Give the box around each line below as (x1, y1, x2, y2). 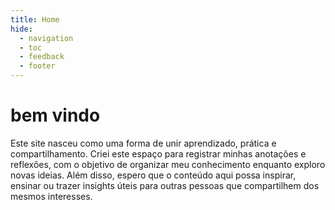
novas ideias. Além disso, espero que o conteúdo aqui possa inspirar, (10, 169, 297, 181)
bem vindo (10, 104, 101, 127)
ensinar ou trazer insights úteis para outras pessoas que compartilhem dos (10, 179, 320, 191)
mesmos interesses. (10, 190, 93, 202)
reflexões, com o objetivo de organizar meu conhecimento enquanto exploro (10, 158, 326, 170)
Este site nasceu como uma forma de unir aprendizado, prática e (10, 137, 277, 149)
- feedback (19, 52, 65, 62)
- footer (19, 61, 56, 71)
